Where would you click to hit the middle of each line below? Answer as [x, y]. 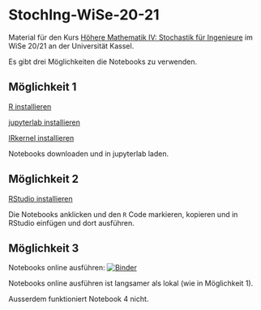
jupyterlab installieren [45, 122]
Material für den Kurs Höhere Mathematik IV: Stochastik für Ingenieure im [130, 37]
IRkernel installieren [41, 138]
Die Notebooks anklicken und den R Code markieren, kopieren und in [123, 214]
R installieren [30, 106]
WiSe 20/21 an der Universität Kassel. [71, 45]
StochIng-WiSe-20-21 [84, 15]
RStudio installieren [41, 198]
